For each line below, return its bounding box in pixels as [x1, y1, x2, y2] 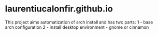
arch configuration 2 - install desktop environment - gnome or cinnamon [5, 24, 149, 30]
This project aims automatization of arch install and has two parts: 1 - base [5, 19, 153, 25]
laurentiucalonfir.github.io [5, 3, 113, 14]
